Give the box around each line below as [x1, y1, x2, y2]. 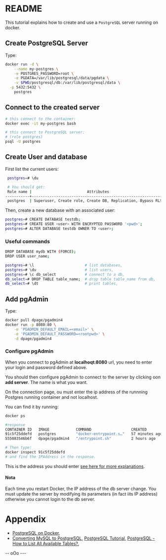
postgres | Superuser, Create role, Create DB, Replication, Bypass [7, 198, 154, 203]
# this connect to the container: [5, 116, 77, 122]
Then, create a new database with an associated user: [5, 207, 116, 213]
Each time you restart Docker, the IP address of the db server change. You [5, 486, 157, 492]
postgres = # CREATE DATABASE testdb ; [5, 217, 81, 222]
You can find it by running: [5, 404, 59, 410]
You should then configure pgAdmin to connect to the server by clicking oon [5, 374, 161, 380]
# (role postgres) [5, 134, 43, 139]
